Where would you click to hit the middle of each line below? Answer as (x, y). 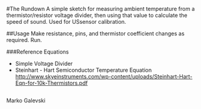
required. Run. (24, 40)
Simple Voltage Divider (44, 64)
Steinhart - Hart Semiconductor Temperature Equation (83, 70)
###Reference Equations (38, 52)
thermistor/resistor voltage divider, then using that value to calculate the (97, 15)
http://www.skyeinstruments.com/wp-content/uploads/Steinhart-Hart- (104, 76)
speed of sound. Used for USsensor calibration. (66, 22)
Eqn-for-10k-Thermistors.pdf (51, 83)
